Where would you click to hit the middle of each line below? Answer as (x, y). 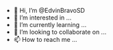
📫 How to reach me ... (45, 40)
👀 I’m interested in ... (42, 18)
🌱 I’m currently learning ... (50, 25)
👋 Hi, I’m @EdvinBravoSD (49, 10)
